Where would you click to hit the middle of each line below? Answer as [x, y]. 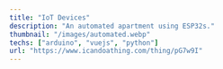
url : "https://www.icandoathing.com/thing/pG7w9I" [106, 51]
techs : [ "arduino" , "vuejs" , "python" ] [84, 43]
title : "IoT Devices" [50, 17]
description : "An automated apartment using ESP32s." [112, 26]
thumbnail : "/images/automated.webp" [80, 34]
